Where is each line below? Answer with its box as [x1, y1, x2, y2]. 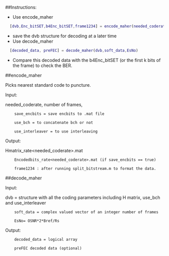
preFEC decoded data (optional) [14, 245, 82, 251]
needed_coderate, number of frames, [5, 101, 83, 107]
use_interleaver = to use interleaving [14, 129, 98, 134]
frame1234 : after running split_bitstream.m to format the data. [14, 166, 156, 171]
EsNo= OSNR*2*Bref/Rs [14, 218, 59, 223]
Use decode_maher [12, 38, 54, 44]
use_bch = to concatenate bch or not [14, 120, 94, 125]
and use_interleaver [5, 200, 46, 206]
